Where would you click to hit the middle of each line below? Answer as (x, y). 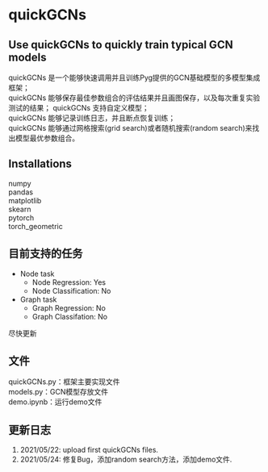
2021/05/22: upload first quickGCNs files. (89, 450)
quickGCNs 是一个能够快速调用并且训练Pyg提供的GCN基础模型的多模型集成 (134, 77)
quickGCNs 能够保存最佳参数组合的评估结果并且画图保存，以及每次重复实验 (134, 98)
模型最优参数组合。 (47, 138)
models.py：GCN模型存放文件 (59, 392)
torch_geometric (36, 226)
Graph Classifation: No (69, 316)
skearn (20, 209)
